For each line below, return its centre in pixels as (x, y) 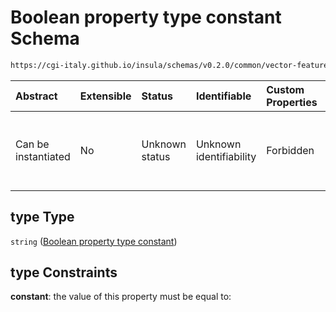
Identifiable (223, 96)
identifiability (226, 156)
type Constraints (64, 272)
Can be (32, 144)
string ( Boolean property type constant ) (94, 241)
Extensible (105, 96)
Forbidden (290, 150)
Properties (292, 102)
